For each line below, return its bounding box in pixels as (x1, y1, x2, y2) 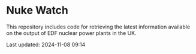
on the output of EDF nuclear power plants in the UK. (6, 29, 137, 36)
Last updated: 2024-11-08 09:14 (6, 41, 86, 48)
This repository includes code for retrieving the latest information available (6, 23, 191, 30)
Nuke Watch (6, 4, 69, 17)
